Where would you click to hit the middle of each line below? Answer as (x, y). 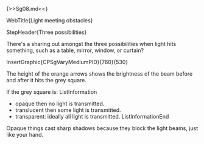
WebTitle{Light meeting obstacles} (50, 20)
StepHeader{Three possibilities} (47, 32)
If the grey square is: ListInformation (52, 92)
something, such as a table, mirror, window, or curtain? (75, 50)
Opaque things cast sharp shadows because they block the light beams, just (102, 128)
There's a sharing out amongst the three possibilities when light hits (91, 44)
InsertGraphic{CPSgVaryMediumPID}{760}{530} (67, 62)
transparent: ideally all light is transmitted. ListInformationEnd (92, 116)
